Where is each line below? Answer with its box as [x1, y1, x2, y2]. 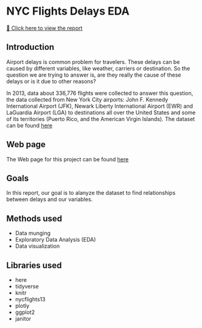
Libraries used [6, 260, 62, 270]
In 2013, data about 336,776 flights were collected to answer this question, [6, 89, 193, 97]
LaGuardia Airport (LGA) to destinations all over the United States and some [6, 108, 196, 116]
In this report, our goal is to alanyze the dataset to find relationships [6, 189, 176, 197]
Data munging [15, 229, 50, 237]
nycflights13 [15, 296, 46, 302]
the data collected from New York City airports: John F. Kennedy [6, 96, 169, 103]
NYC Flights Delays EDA [6, 4, 130, 18]
